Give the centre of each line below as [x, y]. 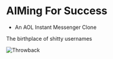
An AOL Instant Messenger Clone [56, 27]
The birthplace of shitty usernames [49, 38]
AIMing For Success [57, 11]
